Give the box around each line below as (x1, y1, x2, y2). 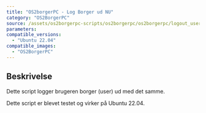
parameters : (6, 26, 37, 32)
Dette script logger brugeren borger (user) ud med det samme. (6, 87, 166, 95)
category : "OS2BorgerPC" (6, 15, 70, 21)
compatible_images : (6, 43, 56, 49)
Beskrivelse (6, 71, 53, 82)
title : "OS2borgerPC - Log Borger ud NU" (6, 9, 114, 15)
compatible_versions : (6, 32, 62, 38)
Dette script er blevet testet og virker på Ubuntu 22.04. (6, 99, 145, 107)
